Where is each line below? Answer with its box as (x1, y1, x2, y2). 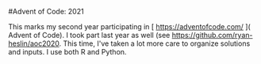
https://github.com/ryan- (171, 31, 253, 40)
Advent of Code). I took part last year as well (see (8, 31, 171, 40)
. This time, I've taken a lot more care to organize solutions (59, 39, 251, 48)
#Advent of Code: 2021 (8, 7, 85, 16)
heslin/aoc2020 (8, 39, 59, 48)
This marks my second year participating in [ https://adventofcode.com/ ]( (8, 22, 251, 31)
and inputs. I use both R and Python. (8, 47, 127, 56)
